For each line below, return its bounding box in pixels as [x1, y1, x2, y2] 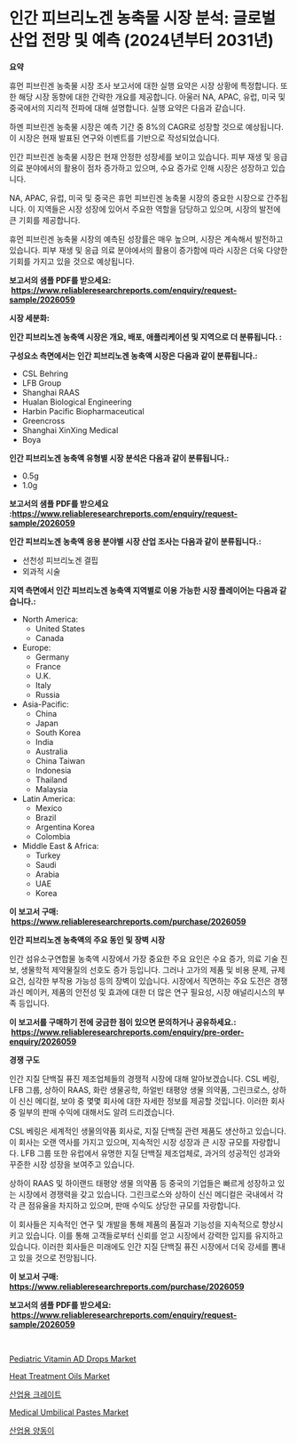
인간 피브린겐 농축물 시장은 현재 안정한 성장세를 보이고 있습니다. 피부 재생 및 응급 [9, 151, 288, 162]
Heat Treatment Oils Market [9, 1370, 111, 1381]
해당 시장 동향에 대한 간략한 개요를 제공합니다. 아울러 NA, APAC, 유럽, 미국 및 [18, 91, 286, 102]
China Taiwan [35, 755, 86, 766]
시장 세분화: [9, 312, 51, 323]
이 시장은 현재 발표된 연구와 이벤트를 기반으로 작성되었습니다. [9, 132, 220, 143]
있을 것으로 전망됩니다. [18, 1252, 98, 1263]
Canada [35, 632, 65, 643]
